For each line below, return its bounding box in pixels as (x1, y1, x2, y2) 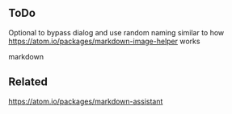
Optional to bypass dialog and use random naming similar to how (8, 27, 225, 37)
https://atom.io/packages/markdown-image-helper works (8, 36, 200, 46)
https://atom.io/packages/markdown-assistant (8, 96, 163, 106)
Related (8, 75, 49, 89)
